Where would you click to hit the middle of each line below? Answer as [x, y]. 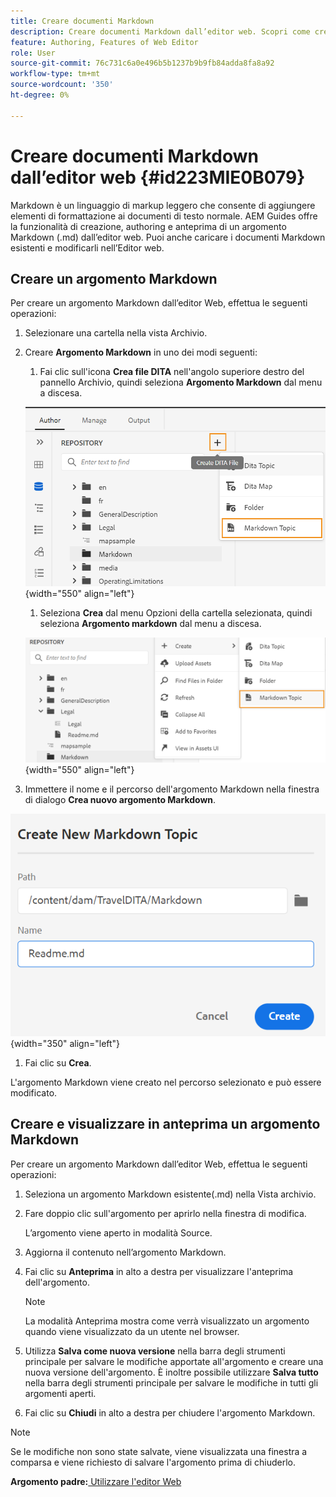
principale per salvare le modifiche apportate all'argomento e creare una [174, 1361]
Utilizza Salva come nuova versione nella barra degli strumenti [155, 1351]
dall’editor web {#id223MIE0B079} [158, 177]
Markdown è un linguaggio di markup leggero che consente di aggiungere [163, 205]
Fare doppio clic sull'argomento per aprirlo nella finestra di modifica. [165, 1213]
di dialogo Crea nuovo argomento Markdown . [120, 800]
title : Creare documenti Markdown [82, 21]
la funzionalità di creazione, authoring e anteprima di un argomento [148, 226]
